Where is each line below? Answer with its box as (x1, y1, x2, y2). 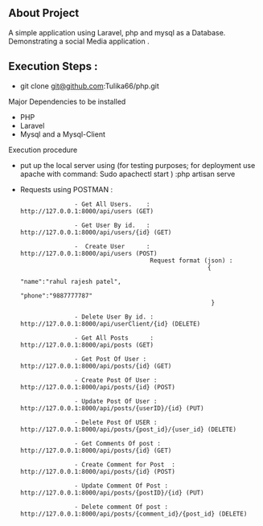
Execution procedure (8, 145, 78, 154)
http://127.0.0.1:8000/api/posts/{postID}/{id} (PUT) (19, 488, 204, 497)
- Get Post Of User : (74, 355, 147, 363)
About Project (8, 6, 80, 20)
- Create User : (74, 242, 150, 250)
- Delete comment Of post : (74, 503, 169, 511)
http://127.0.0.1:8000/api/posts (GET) (19, 341, 154, 349)
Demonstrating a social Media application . (8, 36, 150, 46)
